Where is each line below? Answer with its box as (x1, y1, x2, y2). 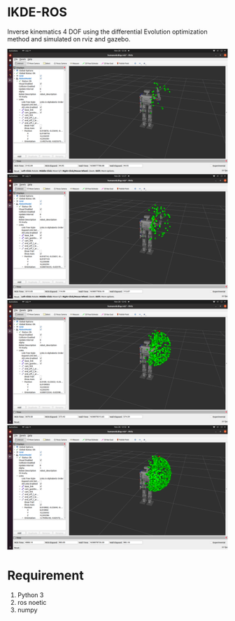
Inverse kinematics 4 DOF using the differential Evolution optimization (7, 27, 208, 36)
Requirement (7, 568, 84, 584)
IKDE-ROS (7, 4, 68, 20)
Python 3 (17, 590, 44, 599)
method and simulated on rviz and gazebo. (7, 34, 131, 43)
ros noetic (17, 598, 47, 606)
